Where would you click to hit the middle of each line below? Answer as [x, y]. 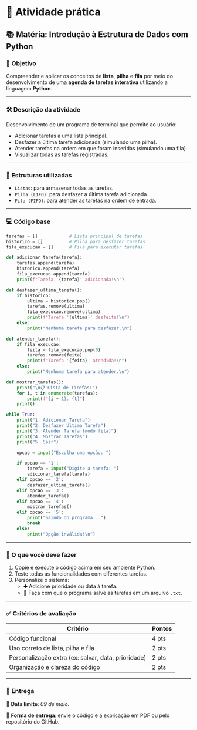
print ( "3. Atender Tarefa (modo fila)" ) [67, 431]
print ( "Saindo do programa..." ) [67, 518]
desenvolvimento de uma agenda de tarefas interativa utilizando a [87, 82]
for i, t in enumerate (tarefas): [57, 393]
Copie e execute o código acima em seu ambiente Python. [85, 567]
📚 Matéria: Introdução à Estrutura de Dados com [97, 34]
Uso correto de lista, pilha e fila [52, 648]
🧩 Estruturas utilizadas [39, 176]
